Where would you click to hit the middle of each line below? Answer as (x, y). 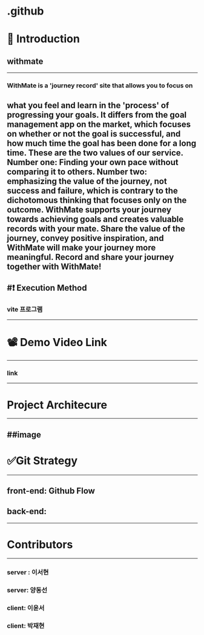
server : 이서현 (28, 572)
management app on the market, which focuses (99, 124)
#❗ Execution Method (47, 287)
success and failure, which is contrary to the (92, 190)
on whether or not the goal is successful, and (94, 134)
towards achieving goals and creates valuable (95, 219)
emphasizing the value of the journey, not (87, 181)
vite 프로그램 (25, 309)
